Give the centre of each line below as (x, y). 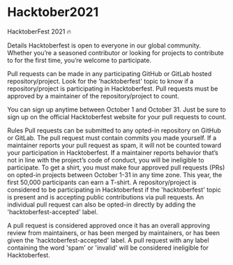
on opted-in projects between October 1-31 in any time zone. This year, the (115, 174)
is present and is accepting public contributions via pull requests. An (106, 197)
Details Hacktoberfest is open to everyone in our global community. (104, 45)
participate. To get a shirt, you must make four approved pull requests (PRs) (116, 167)
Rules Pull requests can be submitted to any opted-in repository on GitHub (114, 130)
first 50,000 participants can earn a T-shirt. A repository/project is (102, 182)
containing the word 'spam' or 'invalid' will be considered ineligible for (108, 248)
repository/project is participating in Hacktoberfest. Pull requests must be (113, 89)
